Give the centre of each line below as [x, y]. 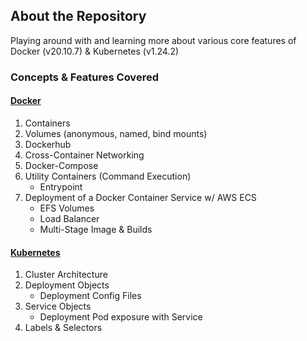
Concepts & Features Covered [84, 77]
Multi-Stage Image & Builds [96, 229]
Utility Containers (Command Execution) [108, 176]
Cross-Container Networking [84, 155]
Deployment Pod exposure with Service [121, 317]
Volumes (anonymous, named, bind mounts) [116, 133]
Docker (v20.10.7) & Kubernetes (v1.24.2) [95, 51]
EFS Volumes [67, 208]
